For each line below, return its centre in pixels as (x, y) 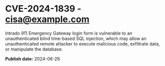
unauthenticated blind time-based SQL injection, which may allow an (76, 38)
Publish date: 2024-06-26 (32, 58)
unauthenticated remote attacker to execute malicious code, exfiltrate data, (82, 43)
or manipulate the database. (34, 49)
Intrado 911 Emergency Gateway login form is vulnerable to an (69, 33)
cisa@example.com (47, 19)
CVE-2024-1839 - (43, 9)
